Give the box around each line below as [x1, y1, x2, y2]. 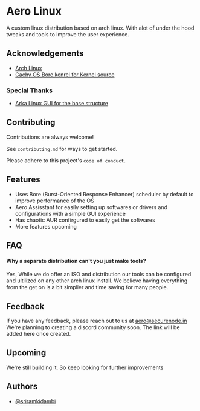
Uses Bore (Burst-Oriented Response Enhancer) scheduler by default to [15, 190, 194, 198]
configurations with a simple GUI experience [15, 210, 126, 217]
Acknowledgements [6, 48, 84, 59]
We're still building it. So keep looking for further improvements [6, 364, 164, 371]
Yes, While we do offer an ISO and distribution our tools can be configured [6, 271, 192, 278]
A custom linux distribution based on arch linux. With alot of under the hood [6, 24, 195, 32]
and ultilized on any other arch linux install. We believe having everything [6, 277, 188, 284]
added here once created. [6, 330, 71, 338]
